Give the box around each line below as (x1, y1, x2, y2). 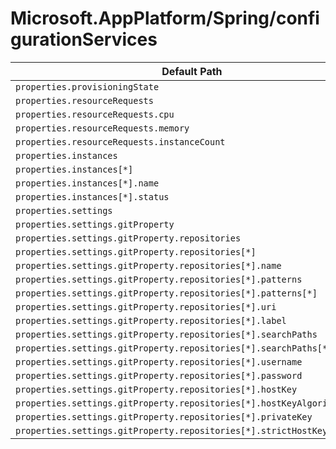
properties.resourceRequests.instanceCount (15, 136, 226, 147)
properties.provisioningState (15, 81, 160, 92)
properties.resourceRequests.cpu (15, 108, 175, 120)
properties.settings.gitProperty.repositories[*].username (15, 356, 303, 367)
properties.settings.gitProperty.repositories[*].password (15, 370, 303, 381)
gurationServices (10, 28, 158, 51)
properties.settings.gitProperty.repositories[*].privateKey (15, 411, 313, 422)
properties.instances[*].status (15, 191, 170, 202)
